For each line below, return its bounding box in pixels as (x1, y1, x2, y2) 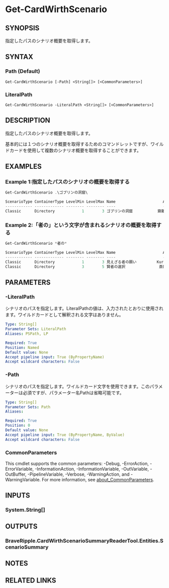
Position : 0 (5, 423, 30, 428)
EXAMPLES (5, 162, 42, 171)
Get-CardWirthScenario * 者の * (5, 241, 67, 246)
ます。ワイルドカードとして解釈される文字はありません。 (5, 312, 124, 318)
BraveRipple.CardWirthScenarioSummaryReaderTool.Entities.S (5, 537, 163, 544)
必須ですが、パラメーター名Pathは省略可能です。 (22, 389, 124, 395)
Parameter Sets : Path (5, 404, 51, 410)
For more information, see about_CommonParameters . (42, 476, 154, 482)
